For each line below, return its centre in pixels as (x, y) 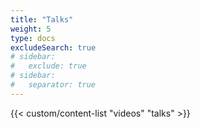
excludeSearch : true (53, 47)
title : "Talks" (42, 19)
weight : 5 (31, 29)
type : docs (33, 38)
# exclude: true (48, 66)
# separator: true (53, 85)
